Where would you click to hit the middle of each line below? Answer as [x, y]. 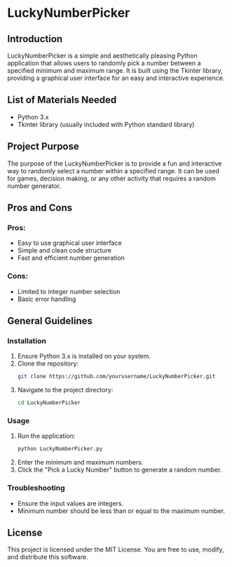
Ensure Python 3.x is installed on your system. [84, 356]
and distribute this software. [48, 557]
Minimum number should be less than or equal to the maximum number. [121, 511]
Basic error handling [47, 299]
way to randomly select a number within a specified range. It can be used [113, 171]
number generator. [34, 186]
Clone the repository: [48, 363]
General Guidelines [50, 321]
